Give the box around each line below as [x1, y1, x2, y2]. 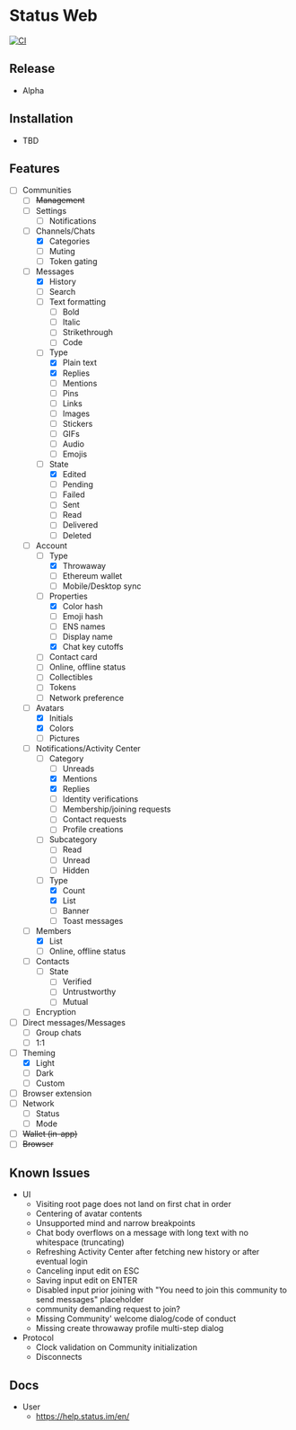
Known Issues [9, 1165, 91, 1180]
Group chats [35, 1026, 83, 1038]
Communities [22, 185, 72, 196]
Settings [35, 205, 67, 216]
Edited [62, 469, 87, 480]
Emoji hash [62, 611, 103, 621]
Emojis [62, 449, 88, 459]
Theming [22, 1047, 56, 1058]
